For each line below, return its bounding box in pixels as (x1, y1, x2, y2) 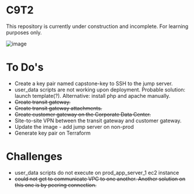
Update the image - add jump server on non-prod (14, 123, 134, 130)
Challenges (6, 150, 63, 163)
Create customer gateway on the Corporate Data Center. (14, 111, 151, 118)
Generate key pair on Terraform (14, 129, 91, 136)
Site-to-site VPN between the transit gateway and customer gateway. (14, 117, 182, 124)
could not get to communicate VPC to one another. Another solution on (14, 175, 186, 182)
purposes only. (6, 29, 42, 36)
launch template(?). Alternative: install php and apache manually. (14, 92, 171, 99)
